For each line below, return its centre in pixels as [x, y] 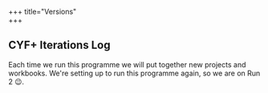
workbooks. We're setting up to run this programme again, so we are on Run [134, 73]
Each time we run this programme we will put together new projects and [127, 64]
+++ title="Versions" [43, 12]
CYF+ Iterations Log [59, 45]
